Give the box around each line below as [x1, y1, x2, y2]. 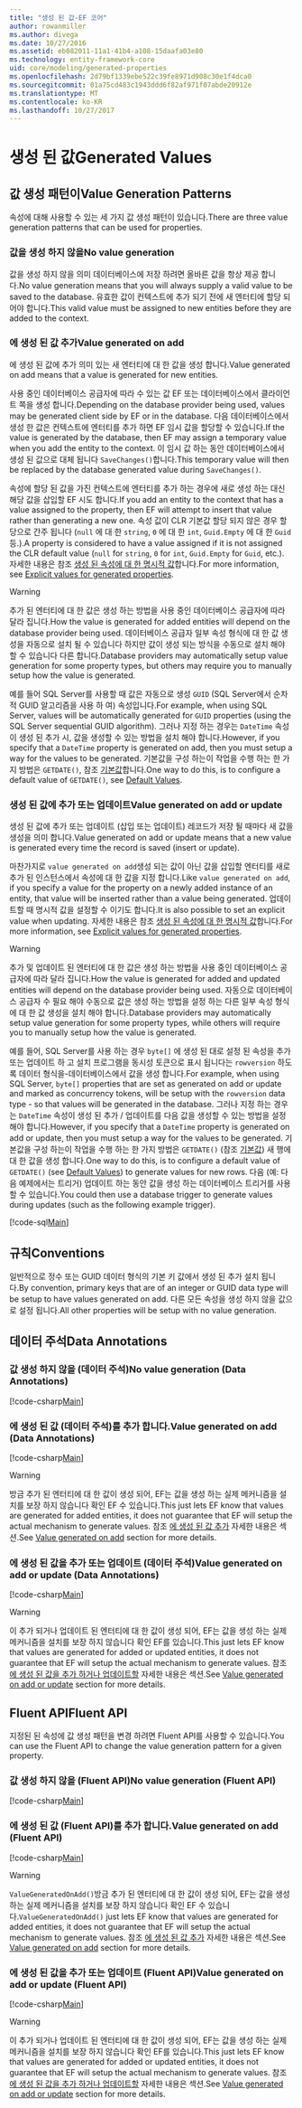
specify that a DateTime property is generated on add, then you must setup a [9, 742, 293, 753]
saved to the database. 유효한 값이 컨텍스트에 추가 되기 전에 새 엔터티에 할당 [9, 291, 281, 302]
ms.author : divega [9, 30, 78, 39]
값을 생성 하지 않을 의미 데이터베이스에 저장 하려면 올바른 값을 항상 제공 [9, 268, 260, 279]
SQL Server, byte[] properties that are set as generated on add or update [9, 1078, 282, 1089]
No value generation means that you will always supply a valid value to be [18, 279, 293, 290]
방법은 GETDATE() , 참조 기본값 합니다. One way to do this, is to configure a [18, 764, 281, 775]
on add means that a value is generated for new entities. [9, 369, 219, 380]
